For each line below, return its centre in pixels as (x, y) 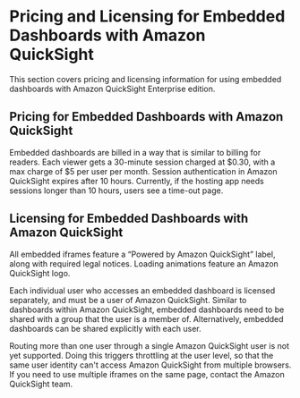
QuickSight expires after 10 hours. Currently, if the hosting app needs (137, 181)
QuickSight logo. (40, 273)
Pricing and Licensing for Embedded (147, 17)
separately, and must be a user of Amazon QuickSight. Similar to (128, 300)
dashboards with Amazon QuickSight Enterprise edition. (112, 89)
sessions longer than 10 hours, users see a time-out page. (116, 191)
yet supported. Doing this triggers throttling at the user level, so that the (141, 355)
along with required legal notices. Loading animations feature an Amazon (144, 263)
